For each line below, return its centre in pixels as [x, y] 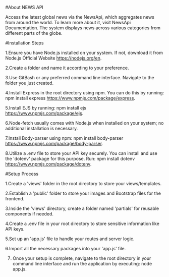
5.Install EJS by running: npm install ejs [46, 108]
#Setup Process [22, 174]
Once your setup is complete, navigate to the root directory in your [82, 258]
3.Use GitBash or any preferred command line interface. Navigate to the [80, 77]
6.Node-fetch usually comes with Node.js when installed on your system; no [84, 123]
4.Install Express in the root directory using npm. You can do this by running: [85, 93]
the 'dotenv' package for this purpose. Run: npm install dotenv [70, 159]
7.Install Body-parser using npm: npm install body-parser [64, 138]
